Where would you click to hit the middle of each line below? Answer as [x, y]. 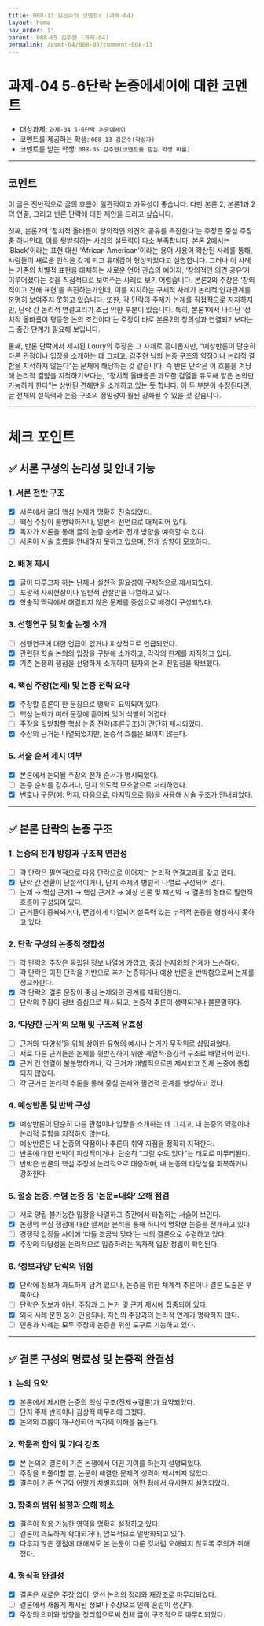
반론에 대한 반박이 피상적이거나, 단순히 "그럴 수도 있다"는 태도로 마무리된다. [135, 1153]
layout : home [29, 23]
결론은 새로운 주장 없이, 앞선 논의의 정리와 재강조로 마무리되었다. [118, 1594]
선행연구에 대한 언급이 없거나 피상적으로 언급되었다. [98, 643]
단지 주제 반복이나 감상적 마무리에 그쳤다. [82, 1412]
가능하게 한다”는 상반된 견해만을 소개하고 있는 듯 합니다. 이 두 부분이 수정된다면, [130, 385]
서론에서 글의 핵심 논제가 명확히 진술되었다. [86, 512]
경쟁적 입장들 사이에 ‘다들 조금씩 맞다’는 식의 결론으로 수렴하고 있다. [123, 1234]
